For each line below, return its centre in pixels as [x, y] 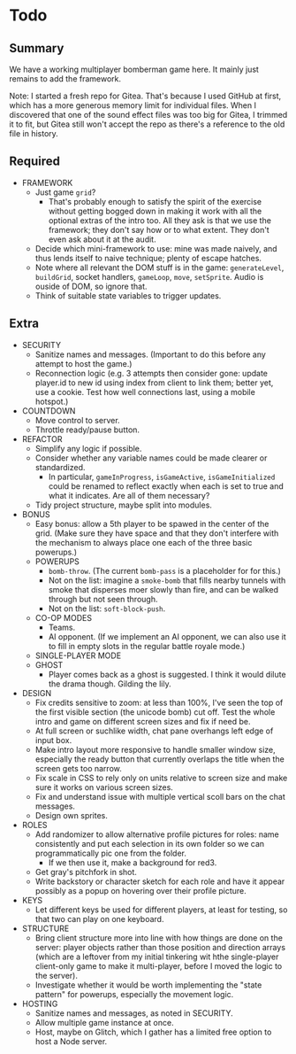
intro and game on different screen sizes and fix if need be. [143, 721]
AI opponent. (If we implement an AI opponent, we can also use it [167, 636]
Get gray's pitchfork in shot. [86, 872]
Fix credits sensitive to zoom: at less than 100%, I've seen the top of [159, 702]
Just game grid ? [65, 192]
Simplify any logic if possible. [88, 448]
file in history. [34, 133]
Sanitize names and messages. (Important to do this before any [151, 354]
